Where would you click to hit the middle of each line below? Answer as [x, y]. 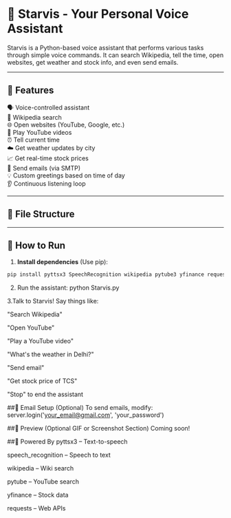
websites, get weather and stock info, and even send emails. [93, 62]
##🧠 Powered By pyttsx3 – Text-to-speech [68, 442]
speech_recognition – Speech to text [59, 455]
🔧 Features [31, 90]
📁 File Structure [41, 214]
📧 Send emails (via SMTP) [44, 168]
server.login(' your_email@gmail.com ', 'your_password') [86, 415]
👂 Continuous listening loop [46, 183]
